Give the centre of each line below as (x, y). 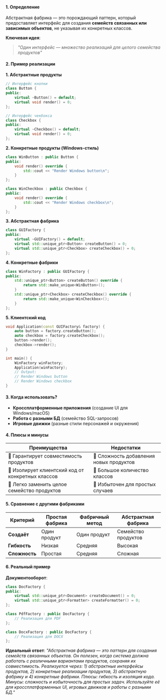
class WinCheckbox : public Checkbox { (47, 189)
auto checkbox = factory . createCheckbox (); (60, 336)
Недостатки (126, 448)
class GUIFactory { (26, 230)
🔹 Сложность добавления (124, 456)
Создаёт (18, 534)
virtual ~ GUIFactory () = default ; (50, 239)
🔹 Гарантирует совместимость (45, 456)
